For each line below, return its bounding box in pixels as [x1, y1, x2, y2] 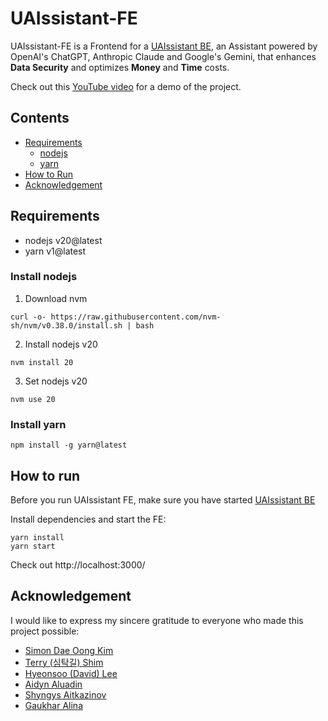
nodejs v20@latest [24, 234, 103, 246]
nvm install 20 [10, 357, 74, 367]
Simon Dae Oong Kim [24, 644, 114, 656]
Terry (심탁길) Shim [24, 656, 104, 668]
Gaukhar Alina [24, 699, 83, 711]
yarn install [10, 532, 65, 542]
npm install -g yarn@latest [10, 440, 128, 451]
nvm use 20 [10, 394, 56, 404]
